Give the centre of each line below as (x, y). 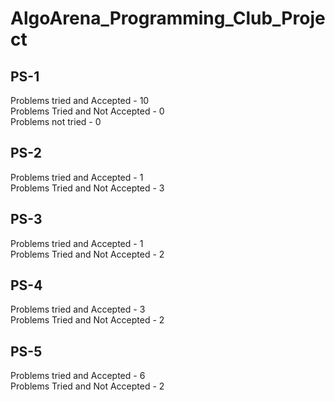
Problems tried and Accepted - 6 (78, 376)
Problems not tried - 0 (56, 121)
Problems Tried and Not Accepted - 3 (87, 188)
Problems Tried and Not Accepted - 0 (87, 111)
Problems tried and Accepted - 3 (78, 309)
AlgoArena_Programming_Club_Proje (168, 18)
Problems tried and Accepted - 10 (80, 100)
